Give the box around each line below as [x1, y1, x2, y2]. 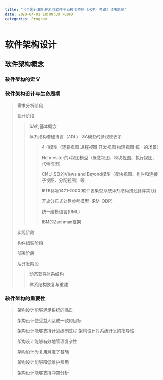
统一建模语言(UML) [41, 209, 80, 215]
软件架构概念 [5, 60, 44, 68]
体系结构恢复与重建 [29, 282, 69, 288]
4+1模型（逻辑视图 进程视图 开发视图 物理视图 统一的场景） [41, 144, 162, 150]
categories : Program [5, 16, 47, 21]
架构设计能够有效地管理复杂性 [17, 338, 77, 344]
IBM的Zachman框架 [41, 219, 82, 225]
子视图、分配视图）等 [41, 177, 85, 183]
